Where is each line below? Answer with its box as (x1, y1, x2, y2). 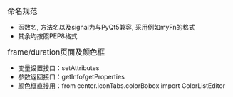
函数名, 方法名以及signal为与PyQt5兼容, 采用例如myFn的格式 (17, 23, 196, 31)
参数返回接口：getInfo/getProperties (17, 73, 125, 81)
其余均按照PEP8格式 (17, 32, 78, 40)
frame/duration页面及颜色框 (7, 47, 105, 57)
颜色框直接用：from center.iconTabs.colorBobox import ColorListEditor (17, 81, 226, 90)
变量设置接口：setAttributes (17, 64, 100, 72)
